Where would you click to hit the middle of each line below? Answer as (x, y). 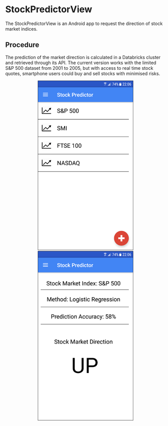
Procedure (22, 45)
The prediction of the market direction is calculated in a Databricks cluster (83, 57)
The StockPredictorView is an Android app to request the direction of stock (84, 23)
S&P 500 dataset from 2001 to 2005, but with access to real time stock (79, 68)
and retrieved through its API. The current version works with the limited (81, 63)
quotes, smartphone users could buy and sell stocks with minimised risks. (83, 73)
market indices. (21, 29)
